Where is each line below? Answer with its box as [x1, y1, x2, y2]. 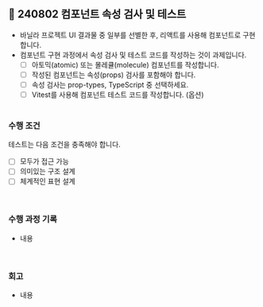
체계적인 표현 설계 [19, 177, 75, 186]
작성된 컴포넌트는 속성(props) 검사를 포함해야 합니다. [31, 70, 196, 80]
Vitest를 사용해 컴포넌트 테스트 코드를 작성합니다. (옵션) [31, 90, 204, 99]
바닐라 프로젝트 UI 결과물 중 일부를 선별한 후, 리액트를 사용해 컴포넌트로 [19, 30, 241, 40]
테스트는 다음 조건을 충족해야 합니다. [8, 140, 121, 150]
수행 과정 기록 [8, 214, 58, 225]
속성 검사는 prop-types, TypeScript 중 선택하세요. [31, 80, 189, 89]
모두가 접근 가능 [19, 157, 69, 166]
